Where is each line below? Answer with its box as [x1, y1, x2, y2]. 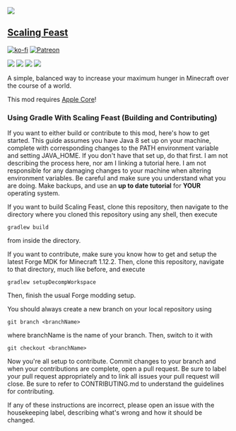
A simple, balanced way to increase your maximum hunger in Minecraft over [7, 74, 230, 82]
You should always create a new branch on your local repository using [7, 305, 212, 314]
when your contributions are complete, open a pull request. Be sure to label [7, 364, 227, 373]
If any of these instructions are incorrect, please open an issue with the [7, 401, 215, 410]
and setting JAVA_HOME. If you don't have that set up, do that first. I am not [7, 151, 228, 160]
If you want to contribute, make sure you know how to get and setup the [7, 250, 217, 258]
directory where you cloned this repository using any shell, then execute [7, 210, 218, 219]
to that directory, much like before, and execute [7, 265, 146, 274]
